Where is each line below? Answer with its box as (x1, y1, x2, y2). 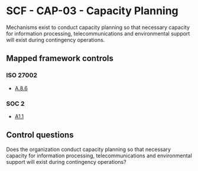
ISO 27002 (6, 71, 37, 79)
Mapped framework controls (6, 53, 114, 63)
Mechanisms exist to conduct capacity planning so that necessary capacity (6, 24, 190, 31)
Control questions (6, 130, 74, 140)
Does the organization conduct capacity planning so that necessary (6, 146, 171, 153)
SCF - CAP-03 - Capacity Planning (6, 4, 178, 18)
